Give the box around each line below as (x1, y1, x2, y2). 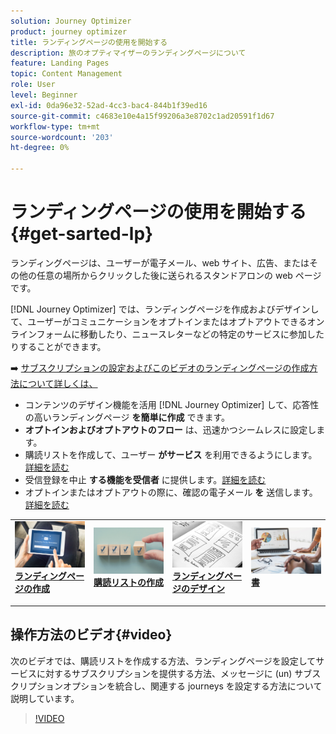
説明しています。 (10, 692, 80, 704)
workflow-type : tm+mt (10, 121, 101, 132)
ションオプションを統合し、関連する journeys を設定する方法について (36, 680, 323, 692)
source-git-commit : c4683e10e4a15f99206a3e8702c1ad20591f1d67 (10, 111, 275, 121)
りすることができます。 (10, 340, 107, 352)
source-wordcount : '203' (10, 132, 114, 142)
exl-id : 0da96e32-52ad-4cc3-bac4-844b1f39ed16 (10, 100, 208, 110)
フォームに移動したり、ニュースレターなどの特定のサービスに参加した (36, 328, 325, 340)
